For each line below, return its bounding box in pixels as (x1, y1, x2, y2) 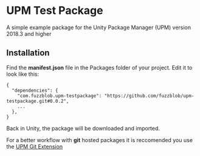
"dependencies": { (12, 87, 59, 93)
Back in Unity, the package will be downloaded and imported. (6, 124, 160, 132)
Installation (6, 48, 50, 58)
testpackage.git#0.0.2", (6, 98, 69, 104)
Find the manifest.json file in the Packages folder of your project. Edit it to (6, 64, 193, 71)
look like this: (6, 70, 40, 78)
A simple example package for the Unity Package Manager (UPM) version (6, 24, 191, 31)
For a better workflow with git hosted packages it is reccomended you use (6, 136, 193, 143)
